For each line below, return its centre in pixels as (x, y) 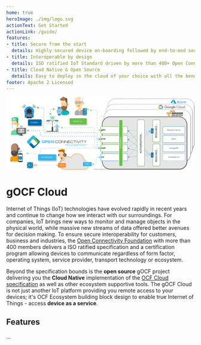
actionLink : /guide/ (32, 32)
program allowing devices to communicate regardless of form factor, (91, 253)
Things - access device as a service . (52, 304)
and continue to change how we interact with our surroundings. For (89, 215)
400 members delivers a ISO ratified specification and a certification (90, 247)
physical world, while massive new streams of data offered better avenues (98, 228)
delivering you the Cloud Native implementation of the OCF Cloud (87, 278)
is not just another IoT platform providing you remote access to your (90, 290)
